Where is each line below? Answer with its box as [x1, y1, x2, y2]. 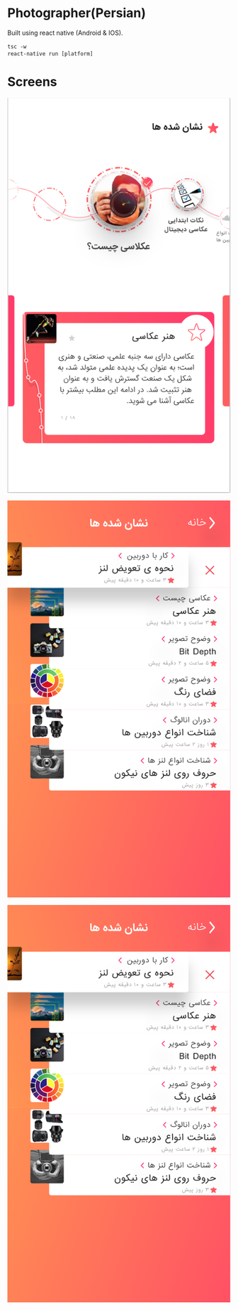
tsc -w [7, 43, 27, 50]
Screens [7, 74, 57, 90]
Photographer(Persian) [7, 5, 147, 21]
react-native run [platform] [7, 50, 93, 58]
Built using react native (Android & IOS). [7, 28, 123, 37]
